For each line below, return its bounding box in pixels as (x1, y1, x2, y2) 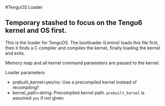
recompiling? (12, 84, 39, 90)
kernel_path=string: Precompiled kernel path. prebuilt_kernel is (12, 90, 145, 96)
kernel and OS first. (5, 26, 67, 35)
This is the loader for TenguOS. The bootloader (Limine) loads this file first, (5, 39, 159, 45)
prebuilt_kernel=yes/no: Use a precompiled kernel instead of (12, 79, 137, 85)
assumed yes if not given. (12, 95, 65, 101)
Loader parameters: (5, 69, 46, 75)
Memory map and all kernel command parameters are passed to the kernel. (5, 60, 160, 66)
